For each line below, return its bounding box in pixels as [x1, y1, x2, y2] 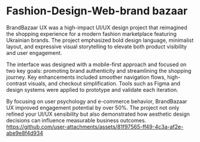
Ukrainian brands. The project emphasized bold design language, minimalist [6, 36, 194, 44]
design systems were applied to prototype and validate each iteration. [6, 86, 178, 93]
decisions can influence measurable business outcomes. [6, 116, 147, 124]
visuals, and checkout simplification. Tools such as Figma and [28, 79, 181, 87]
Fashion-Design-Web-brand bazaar [6, 4, 188, 18]
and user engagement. [6, 49, 62, 56]
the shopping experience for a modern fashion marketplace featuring [6, 30, 177, 37]
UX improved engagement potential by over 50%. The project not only [6, 104, 180, 111]
